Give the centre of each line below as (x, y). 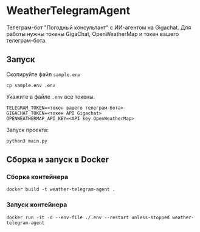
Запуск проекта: (28, 130)
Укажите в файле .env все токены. (51, 97)
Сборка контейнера (37, 177)
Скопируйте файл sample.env (43, 74)
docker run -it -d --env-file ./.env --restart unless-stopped (88, 217)
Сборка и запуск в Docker (58, 160)
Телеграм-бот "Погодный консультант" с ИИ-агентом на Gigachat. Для (99, 27)
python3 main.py (27, 141)
